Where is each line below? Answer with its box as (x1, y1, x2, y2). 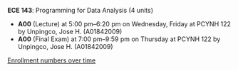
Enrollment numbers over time (7, 56, 96, 65)
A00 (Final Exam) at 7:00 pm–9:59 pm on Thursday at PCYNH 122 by (17, 35, 221, 43)
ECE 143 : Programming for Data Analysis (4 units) (7, 6, 153, 14)
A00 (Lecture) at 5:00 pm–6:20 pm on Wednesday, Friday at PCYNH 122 (17, 20, 232, 28)
